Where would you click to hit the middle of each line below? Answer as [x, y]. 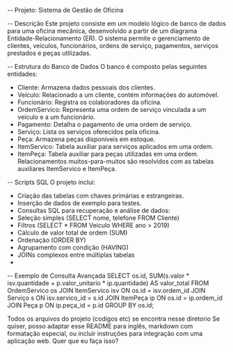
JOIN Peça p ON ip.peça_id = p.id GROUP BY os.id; [81, 305]
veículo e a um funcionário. [56, 117]
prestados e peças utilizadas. [49, 53]
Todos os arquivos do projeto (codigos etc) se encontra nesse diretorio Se [114, 319]
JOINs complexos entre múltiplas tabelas [76, 255]
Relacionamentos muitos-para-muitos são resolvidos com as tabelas [115, 161]
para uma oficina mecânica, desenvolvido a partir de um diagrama [102, 31]
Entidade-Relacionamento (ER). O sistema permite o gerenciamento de [109, 38]
